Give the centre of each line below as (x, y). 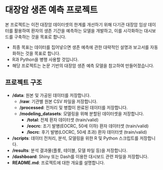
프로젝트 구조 (24, 83)
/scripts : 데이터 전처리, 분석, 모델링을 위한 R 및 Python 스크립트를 (75, 138)
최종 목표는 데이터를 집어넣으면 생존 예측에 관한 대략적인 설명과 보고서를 (81, 47)
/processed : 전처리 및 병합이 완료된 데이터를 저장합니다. (73, 107)
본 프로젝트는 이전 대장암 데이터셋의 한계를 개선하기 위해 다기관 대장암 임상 (76, 24)
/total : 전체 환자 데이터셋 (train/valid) (63, 120)
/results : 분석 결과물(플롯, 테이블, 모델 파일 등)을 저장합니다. (70, 150)
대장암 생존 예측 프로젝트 (51, 10)
